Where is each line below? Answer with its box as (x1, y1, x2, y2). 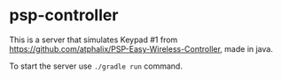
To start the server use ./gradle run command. (9, 61, 184, 71)
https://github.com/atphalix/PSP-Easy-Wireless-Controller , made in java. (9, 43, 273, 54)
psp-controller (9, 5, 119, 25)
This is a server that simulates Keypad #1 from (9, 34, 178, 45)
